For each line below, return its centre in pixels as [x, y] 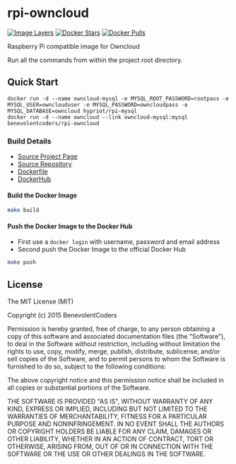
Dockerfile [33, 172]
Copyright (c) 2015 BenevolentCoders [63, 315]
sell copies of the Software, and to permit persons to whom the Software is [117, 359]
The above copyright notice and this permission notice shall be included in [116, 381]
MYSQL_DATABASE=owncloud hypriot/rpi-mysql [72, 111]
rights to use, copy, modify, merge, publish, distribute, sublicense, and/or [114, 352]
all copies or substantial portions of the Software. [79, 388]
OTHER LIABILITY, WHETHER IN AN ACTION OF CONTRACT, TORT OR [110, 439]
